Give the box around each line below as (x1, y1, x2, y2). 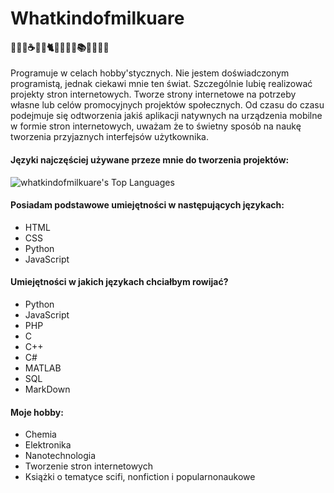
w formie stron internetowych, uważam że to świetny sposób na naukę (10, 120, 302, 132)
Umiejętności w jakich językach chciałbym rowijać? (10, 276, 229, 288)
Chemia (24, 428, 57, 441)
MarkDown (24, 383, 71, 395)
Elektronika (24, 439, 72, 451)
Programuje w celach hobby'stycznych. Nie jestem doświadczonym (10, 67, 290, 79)
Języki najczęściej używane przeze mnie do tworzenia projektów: (10, 153, 290, 166)
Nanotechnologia (24, 450, 97, 462)
